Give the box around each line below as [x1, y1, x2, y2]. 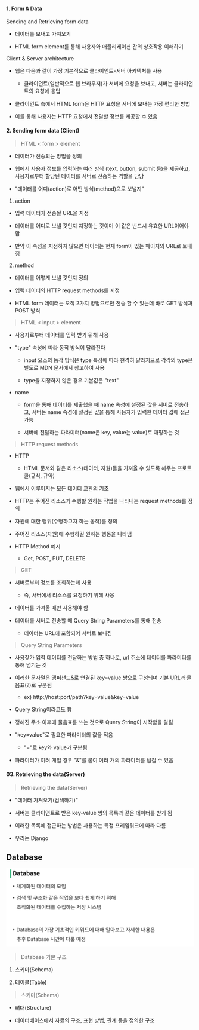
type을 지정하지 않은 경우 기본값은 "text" [23, 377, 119, 384]
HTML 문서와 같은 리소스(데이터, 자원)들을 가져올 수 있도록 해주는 [23, 465, 176, 472]
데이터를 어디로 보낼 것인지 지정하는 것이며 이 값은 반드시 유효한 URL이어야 [14, 222, 189, 229]
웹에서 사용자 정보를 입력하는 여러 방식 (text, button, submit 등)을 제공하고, [14, 165, 191, 173]
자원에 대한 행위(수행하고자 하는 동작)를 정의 [14, 517, 118, 525]
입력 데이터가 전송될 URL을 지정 [14, 210, 89, 217]
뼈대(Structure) [14, 1004, 52, 1011]
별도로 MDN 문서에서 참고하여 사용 [23, 364, 105, 372]
